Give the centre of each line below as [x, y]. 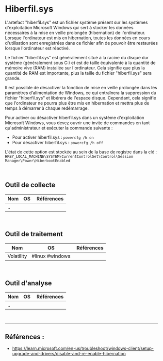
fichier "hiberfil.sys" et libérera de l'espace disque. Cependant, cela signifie [81, 98]
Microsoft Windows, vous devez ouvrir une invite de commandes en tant [77, 123]
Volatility [17, 256]
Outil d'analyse [28, 283]
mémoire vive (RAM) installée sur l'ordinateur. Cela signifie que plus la [75, 68]
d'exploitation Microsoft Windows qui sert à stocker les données [69, 27]
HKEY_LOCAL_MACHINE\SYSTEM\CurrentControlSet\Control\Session [69, 156]
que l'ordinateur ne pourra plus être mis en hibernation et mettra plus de [77, 103]
